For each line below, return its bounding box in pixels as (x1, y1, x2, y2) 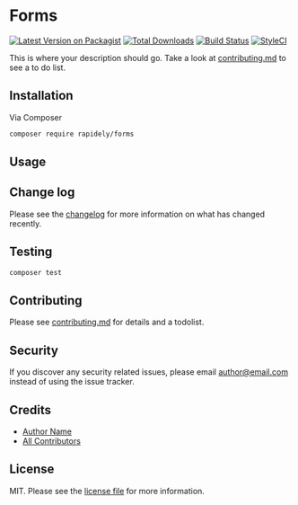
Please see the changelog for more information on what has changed (9, 208, 266, 219)
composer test (9, 268, 63, 277)
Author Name (22, 426, 73, 437)
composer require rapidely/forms (9, 129, 135, 138)
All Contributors (22, 435, 81, 446)
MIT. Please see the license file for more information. (9, 485, 205, 496)
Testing (9, 244, 53, 260)
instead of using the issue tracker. (9, 377, 135, 387)
